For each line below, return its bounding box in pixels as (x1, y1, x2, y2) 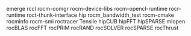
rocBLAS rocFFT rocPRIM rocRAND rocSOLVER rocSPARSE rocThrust (6, 24, 179, 31)
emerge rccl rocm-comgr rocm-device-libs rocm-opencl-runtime (6, 5, 168, 12)
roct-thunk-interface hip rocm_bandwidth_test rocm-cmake (27, 11, 175, 19)
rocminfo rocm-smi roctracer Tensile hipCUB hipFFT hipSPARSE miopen (6, 18, 186, 25)
